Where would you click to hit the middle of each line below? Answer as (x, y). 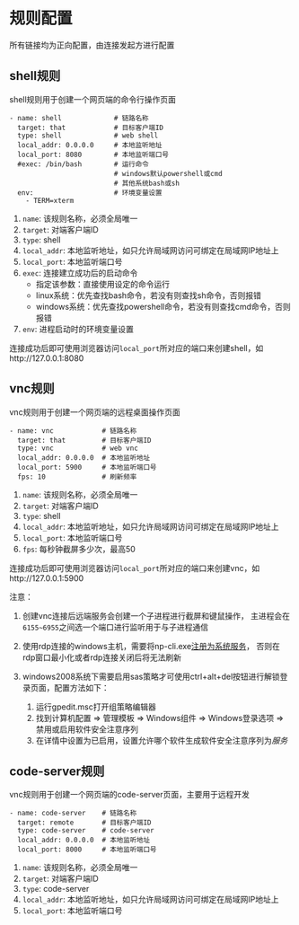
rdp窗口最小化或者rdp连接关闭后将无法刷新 (102, 657)
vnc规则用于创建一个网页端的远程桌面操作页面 (95, 412)
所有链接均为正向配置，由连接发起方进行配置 (92, 45)
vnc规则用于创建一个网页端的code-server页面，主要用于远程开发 (129, 795)
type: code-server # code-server (86, 831)
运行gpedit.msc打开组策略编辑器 (96, 707)
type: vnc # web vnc (78, 448)
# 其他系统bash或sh (146, 183)
